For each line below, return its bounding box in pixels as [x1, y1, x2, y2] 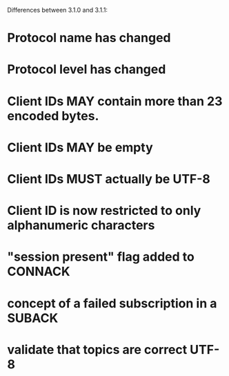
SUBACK [7, 310, 59, 326]
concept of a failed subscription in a [7, 295, 217, 311]
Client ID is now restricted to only [7, 203, 201, 218]
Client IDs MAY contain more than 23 [7, 93, 223, 109]
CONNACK [7, 264, 70, 279]
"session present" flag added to [7, 249, 195, 265]
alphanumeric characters [7, 218, 155, 234]
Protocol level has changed [7, 62, 166, 77]
